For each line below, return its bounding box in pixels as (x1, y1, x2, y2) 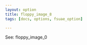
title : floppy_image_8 (5, 12, 52, 17)
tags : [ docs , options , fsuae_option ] (5, 16, 83, 21)
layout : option (5, 7, 37, 12)
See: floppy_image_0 (5, 34, 47, 40)
